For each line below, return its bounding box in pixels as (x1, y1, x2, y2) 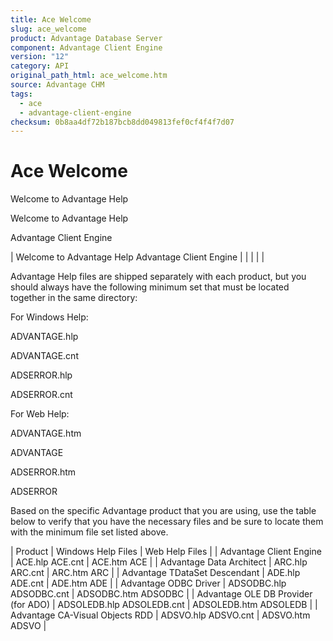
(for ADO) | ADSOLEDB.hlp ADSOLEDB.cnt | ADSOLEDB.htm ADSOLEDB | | (10, 599, 318, 611)
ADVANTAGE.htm (10, 427, 82, 440)
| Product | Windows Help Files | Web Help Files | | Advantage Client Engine (10, 546, 322, 558)
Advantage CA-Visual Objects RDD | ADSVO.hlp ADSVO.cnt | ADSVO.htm (10, 609, 311, 621)
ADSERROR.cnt (10, 389, 73, 401)
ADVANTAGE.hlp (10, 331, 79, 343)
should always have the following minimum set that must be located (10, 281, 290, 293)
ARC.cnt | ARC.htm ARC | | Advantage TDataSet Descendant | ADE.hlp (10, 567, 301, 579)
